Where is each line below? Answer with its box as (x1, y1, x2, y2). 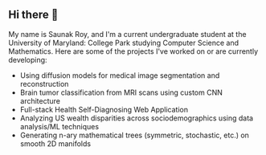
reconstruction (19, 79, 69, 88)
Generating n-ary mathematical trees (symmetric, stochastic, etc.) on (19, 130, 249, 140)
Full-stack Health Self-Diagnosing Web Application (19, 104, 189, 114)
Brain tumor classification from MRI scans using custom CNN (19, 88, 223, 97)
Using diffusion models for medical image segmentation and (19, 70, 220, 80)
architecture (19, 96, 61, 105)
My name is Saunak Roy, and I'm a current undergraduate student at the (8, 29, 247, 39)
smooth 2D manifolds (19, 138, 91, 149)
